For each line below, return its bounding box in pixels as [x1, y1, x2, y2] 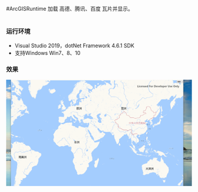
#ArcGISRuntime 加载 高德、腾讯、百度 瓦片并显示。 [6, 5, 134, 12]
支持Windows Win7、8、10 [14, 49, 81, 56]
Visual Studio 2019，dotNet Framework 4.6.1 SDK [14, 42, 134, 49]
